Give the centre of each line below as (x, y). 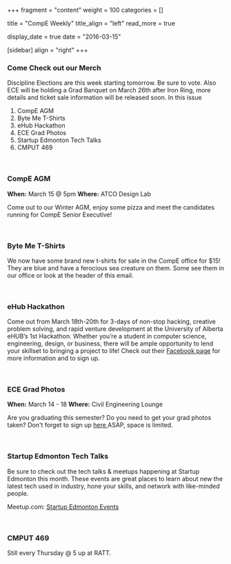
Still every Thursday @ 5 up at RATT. (59, 553)
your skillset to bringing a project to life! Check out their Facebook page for (114, 351)
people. (18, 493)
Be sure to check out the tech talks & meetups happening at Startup (103, 471)
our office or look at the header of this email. (70, 275)
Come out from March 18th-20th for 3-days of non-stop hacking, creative (111, 322)
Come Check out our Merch (54, 68)
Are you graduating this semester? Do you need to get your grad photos (109, 418)
